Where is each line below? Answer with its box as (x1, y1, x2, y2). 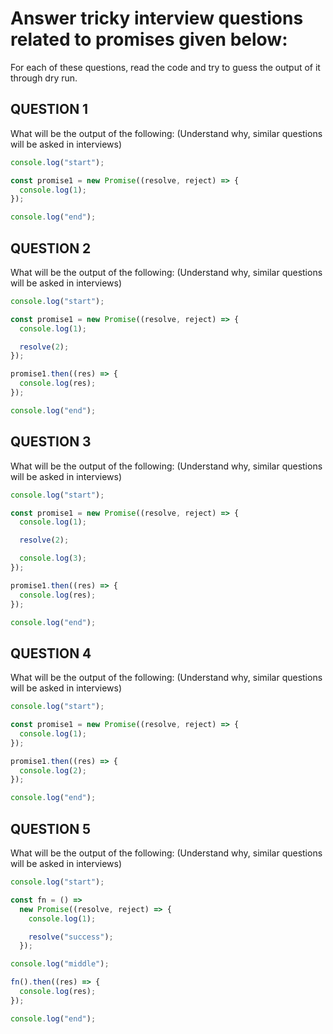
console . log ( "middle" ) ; (10, 959, 110, 969)
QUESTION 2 (10, 240, 92, 257)
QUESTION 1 (10, 101, 89, 118)
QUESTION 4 (10, 645, 92, 662)
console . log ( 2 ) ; (19, 765, 87, 776)
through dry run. (10, 72, 78, 84)
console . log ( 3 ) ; (19, 553, 87, 564)
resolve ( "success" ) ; (28, 932, 114, 942)
